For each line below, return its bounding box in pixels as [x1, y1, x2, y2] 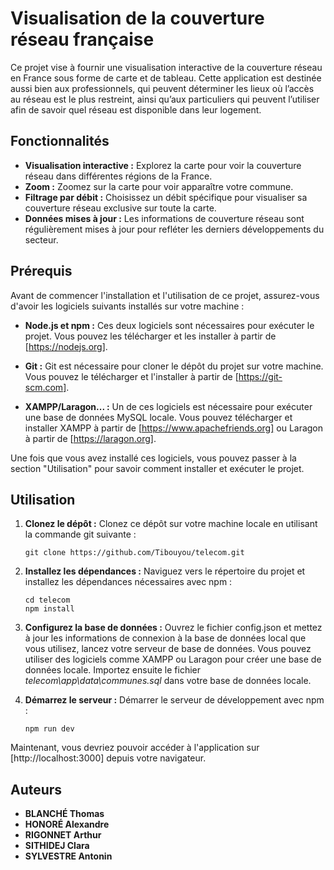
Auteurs [10, 781, 63, 798]
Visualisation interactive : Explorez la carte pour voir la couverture [24, 159, 302, 171]
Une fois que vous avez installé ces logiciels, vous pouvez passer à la [10, 452, 297, 464]
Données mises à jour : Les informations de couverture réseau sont [24, 212, 305, 224]
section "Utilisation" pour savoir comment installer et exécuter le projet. [10, 462, 305, 474]
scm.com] [24, 381, 67, 393]
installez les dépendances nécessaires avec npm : [24, 576, 233, 588]
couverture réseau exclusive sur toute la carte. [24, 202, 217, 214]
